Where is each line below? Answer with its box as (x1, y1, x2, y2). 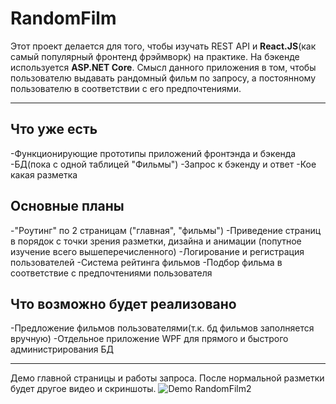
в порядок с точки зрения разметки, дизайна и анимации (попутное (10, 235, 302, 247)
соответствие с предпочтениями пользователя (10, 267, 213, 279)
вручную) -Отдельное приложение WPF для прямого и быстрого (10, 333, 289, 345)
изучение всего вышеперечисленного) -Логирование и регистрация (10, 245, 305, 257)
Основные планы (10, 198, 125, 215)
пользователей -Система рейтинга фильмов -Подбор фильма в (10, 256, 283, 268)
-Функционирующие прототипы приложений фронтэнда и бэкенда (10, 147, 297, 159)
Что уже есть (10, 121, 98, 138)
